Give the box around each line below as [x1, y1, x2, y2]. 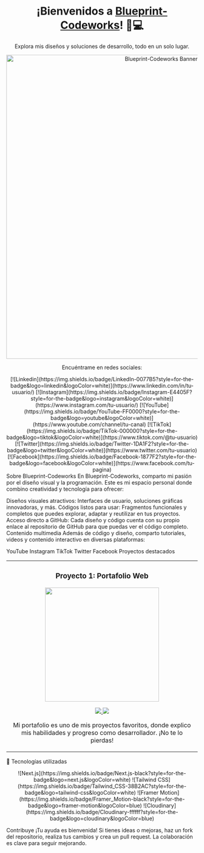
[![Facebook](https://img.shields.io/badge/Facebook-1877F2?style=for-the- [7, 453, 197, 460]
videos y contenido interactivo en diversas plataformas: [6, 536, 146, 543]
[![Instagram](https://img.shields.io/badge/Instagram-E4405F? [35, 388, 192, 396]
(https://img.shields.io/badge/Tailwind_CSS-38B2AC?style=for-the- [17, 782, 187, 790]
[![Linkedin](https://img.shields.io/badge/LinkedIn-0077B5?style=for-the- [10, 375, 194, 382]
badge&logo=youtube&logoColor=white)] [50, 414, 154, 421]
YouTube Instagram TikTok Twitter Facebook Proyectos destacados [6, 547, 175, 554]
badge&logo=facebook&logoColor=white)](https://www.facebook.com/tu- [9, 459, 195, 466]
